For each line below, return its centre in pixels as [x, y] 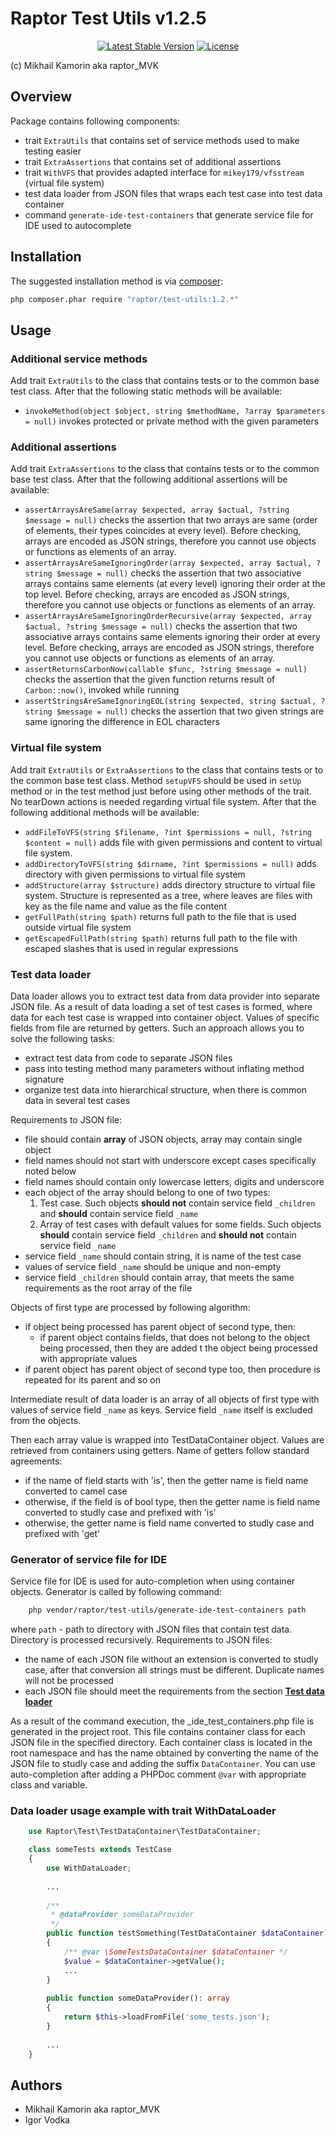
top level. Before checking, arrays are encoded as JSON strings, [157, 594]
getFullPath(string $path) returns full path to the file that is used [160, 916]
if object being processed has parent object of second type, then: [160, 1327]
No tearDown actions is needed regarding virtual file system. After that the [163, 801]
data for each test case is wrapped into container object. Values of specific [165, 1018]
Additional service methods [79, 359]
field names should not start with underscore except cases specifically [170, 1161]
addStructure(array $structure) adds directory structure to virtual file [170, 884]
